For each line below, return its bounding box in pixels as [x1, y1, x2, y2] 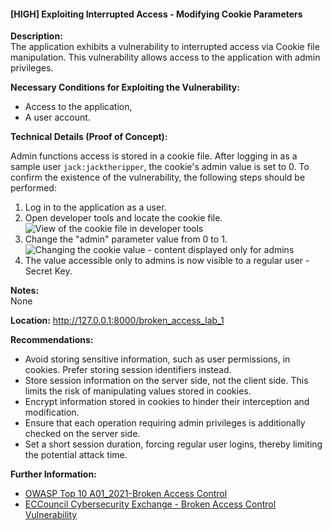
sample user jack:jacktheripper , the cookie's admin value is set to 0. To [10, 161, 310, 173]
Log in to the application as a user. [24, 201, 167, 214]
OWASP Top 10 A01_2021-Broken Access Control [24, 488, 228, 500]
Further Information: [10, 468, 97, 480]
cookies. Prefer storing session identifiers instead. [24, 364, 232, 376]
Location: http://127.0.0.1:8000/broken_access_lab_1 [10, 315, 225, 327]
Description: [10, 30, 63, 42]
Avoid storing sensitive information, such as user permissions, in [24, 353, 291, 365]
